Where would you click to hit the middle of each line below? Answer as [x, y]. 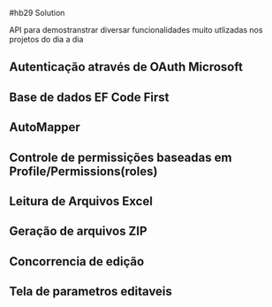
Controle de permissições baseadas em [121, 157]
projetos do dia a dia [46, 39]
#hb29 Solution [37, 13]
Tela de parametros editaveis [91, 292]
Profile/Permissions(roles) [83, 171]
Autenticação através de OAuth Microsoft [126, 67]
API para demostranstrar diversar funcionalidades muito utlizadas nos [136, 30]
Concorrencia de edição [77, 261]
